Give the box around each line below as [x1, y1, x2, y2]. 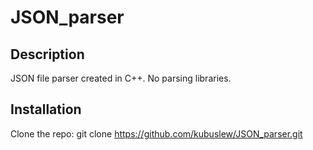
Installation [10, 101, 82, 118]
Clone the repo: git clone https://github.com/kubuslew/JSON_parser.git [10, 127, 303, 140]
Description [10, 46, 85, 63]
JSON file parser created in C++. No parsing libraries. [10, 72, 232, 84]
